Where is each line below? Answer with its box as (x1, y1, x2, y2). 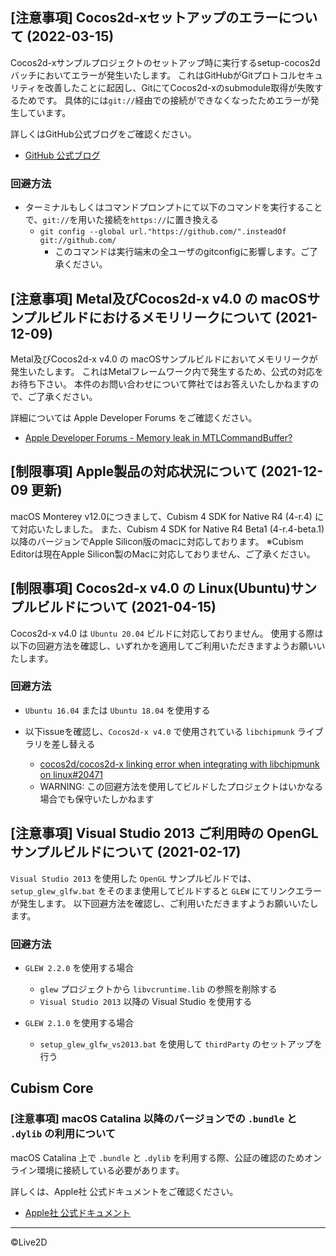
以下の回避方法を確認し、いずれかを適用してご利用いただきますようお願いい (10, 639, 326, 652)
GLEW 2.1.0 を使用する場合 (24, 1016, 135, 1028)
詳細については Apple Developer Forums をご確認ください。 (10, 411, 258, 423)
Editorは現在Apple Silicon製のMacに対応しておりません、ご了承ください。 (10, 548, 316, 560)
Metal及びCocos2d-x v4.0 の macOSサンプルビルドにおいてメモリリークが (10, 353, 318, 365)
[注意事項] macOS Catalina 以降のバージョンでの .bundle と (10, 1112, 298, 1126)
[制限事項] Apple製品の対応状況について (10, 463, 258, 480)
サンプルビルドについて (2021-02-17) (10, 844, 242, 861)
